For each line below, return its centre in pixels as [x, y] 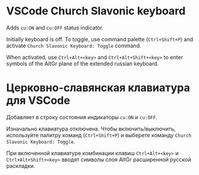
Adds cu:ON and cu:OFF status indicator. [55, 28]
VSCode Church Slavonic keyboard [96, 11]
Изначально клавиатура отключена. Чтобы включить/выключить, [91, 129]
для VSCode [38, 101]
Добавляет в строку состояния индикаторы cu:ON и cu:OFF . [82, 117]
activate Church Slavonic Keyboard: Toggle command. [74, 46]
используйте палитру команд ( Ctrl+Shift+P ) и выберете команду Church [99, 135]
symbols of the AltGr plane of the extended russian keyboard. [83, 64]
